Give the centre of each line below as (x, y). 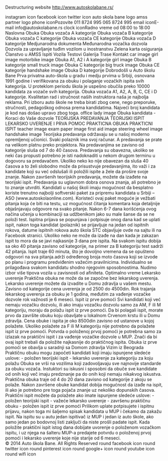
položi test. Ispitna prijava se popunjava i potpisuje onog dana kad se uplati (83, 219)
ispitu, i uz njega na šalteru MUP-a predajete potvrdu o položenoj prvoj (78, 433)
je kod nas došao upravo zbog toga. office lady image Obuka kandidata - (80, 113)
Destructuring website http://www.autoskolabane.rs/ (59, 7)
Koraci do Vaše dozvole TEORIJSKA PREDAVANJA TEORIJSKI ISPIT (75, 118)
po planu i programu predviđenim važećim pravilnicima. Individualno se (79, 262)
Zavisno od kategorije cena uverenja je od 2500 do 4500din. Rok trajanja (80, 289)
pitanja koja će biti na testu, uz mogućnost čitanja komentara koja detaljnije (83, 203)
